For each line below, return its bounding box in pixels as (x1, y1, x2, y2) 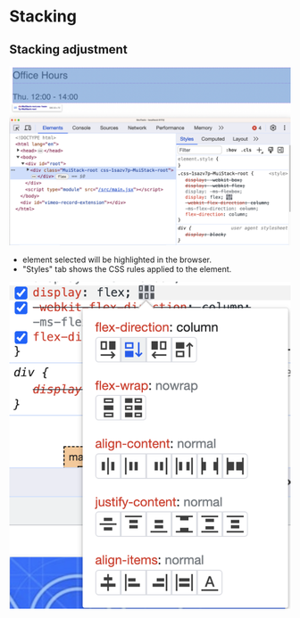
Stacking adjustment (9, 42, 128, 57)
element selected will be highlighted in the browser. (21, 254, 212, 265)
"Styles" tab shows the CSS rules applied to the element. (21, 263, 232, 274)
